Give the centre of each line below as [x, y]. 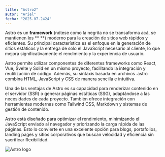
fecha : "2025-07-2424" [28, 19]
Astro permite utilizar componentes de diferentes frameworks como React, [81, 63]
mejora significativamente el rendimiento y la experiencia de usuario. [75, 54]
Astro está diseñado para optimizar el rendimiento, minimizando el [72, 119]
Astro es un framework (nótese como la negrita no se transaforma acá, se [81, 33]
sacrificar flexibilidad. [27, 140]
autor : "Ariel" [21, 14]
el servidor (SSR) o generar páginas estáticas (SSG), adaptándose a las [78, 94]
